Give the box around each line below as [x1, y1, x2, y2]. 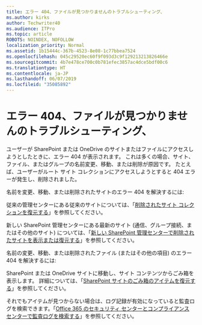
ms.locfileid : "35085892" [6, 82, 71, 88]
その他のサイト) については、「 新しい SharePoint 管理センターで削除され [16, 229, 195, 236]
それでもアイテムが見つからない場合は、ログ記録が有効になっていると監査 [6, 297, 190, 305]
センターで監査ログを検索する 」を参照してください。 [6, 312, 138, 320]
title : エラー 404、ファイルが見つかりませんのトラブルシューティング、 [6, 8, 165, 15]
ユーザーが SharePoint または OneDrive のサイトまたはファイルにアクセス [6, 145, 189, 152]
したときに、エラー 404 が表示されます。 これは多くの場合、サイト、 [22, 153, 194, 160]
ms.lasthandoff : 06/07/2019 [6, 76, 77, 82]
